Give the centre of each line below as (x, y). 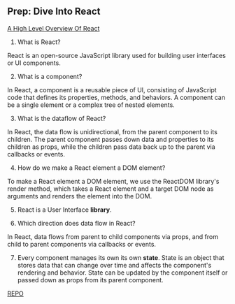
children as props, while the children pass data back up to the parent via (111, 147)
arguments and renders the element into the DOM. (80, 196)
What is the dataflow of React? (62, 118)
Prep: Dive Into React (54, 12)
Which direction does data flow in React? (76, 223)
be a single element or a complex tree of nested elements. (91, 105)
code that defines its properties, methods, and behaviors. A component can (116, 97)
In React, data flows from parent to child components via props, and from (113, 236)
